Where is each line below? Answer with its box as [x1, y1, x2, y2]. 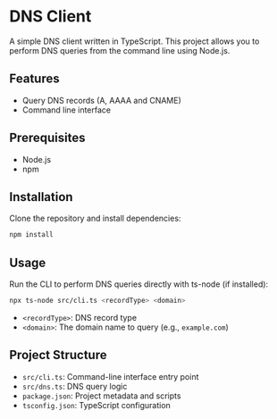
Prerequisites [9, 130, 86, 146]
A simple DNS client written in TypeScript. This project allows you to [9, 36, 260, 46]
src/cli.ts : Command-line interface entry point [21, 371, 199, 381]
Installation [9, 189, 73, 205]
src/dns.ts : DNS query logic [21, 381, 128, 391]
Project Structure [9, 348, 107, 363]
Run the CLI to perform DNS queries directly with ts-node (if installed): [9, 279, 269, 289]
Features [9, 71, 60, 87]
